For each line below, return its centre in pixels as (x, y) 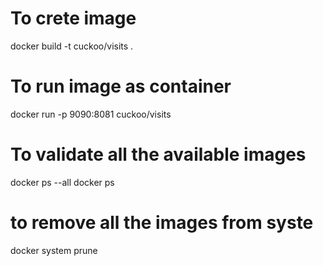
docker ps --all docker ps (62, 182)
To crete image (73, 18)
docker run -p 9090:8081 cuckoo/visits (91, 114)
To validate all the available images (158, 154)
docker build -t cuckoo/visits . (72, 46)
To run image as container (121, 86)
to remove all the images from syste (162, 223)
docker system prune (54, 250)
